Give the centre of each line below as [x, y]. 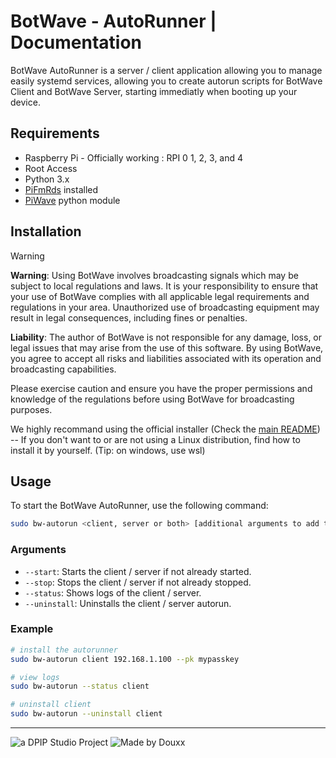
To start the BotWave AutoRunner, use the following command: [139, 506]
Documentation [76, 42]
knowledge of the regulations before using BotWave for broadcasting [152, 399]
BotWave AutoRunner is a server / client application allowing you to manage [166, 70]
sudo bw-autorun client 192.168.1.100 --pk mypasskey [125, 659]
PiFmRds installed [61, 189]
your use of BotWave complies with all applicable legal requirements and [160, 296]
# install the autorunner [64, 650]
